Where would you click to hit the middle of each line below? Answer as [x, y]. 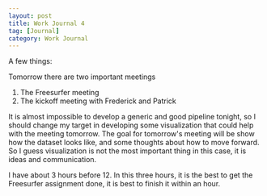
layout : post [30, 16]
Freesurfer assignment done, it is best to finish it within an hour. [114, 184]
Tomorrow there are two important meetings [82, 77]
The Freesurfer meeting [59, 93]
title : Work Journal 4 [47, 23]
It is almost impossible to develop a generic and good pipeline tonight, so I [132, 117]
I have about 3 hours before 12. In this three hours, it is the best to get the [131, 175]
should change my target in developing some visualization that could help [131, 125]
